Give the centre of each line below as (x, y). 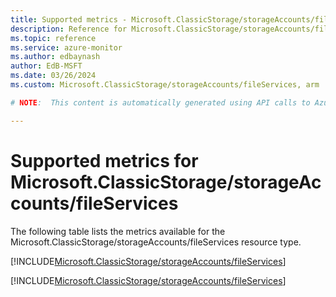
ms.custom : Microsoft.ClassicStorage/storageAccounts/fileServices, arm (165, 85)
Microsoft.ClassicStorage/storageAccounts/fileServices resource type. (156, 242)
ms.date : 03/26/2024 (53, 76)
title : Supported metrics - (69, 19)
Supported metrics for (104, 160)
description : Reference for (69, 29)
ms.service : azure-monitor (66, 47)
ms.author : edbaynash (55, 57)
